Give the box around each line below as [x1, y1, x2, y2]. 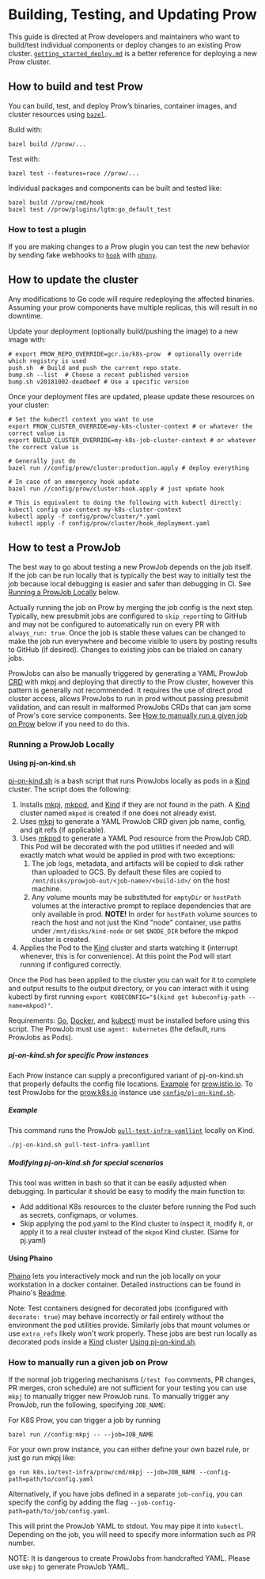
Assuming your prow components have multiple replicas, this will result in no [8, 303, 258, 312]
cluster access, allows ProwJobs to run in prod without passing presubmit [8, 693, 249, 703]
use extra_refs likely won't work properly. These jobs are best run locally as [8, 1329, 257, 1338]
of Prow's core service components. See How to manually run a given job [8, 711, 248, 720]
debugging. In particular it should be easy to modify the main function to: [8, 1186, 247, 1196]
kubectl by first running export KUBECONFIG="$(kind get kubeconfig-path [8, 992, 245, 1001]
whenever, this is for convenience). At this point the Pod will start [19, 951, 232, 960]
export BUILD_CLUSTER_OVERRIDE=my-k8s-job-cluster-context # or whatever [8, 436, 257, 444]
